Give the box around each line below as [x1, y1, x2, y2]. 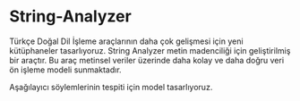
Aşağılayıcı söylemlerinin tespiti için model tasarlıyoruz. [9, 81, 213, 92]
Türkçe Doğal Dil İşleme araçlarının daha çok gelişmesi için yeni [9, 36, 244, 46]
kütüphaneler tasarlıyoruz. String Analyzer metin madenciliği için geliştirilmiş [9, 45, 291, 55]
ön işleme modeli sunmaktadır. [9, 64, 123, 75]
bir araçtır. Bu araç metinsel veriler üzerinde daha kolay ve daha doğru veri [9, 55, 285, 65]
